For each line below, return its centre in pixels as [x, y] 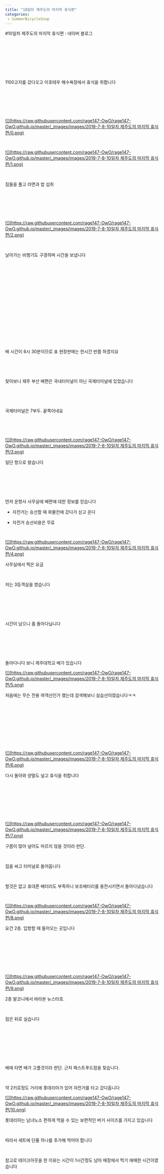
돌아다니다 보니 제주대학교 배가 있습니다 [43, 663]
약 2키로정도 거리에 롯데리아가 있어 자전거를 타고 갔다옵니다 [62, 1088]
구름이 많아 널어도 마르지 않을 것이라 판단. [45, 846]
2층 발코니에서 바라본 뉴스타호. [35, 999]
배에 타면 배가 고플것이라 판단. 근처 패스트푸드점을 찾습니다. [62, 1068]
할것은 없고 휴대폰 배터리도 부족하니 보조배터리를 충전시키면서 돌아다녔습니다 [79, 886]
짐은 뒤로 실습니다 [22, 1019]
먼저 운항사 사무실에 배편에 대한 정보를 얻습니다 [51, 502]
